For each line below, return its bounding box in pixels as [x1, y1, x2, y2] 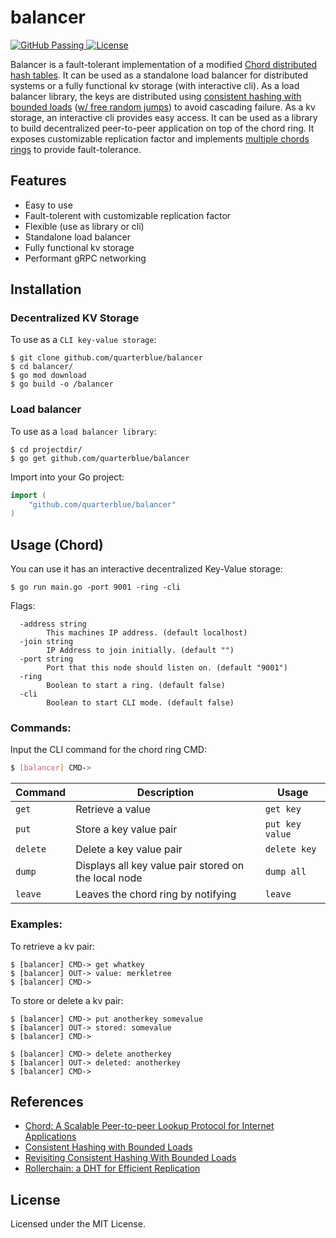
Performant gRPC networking [24, 252, 147, 264]
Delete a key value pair [75, 842, 183, 856]
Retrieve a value [75, 802, 152, 816]
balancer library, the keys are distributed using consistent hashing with [10, 90, 302, 102]
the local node [75, 871, 143, 885]
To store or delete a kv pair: [10, 994, 124, 1006]
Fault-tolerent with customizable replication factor [24, 209, 232, 221]
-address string [19, 619, 87, 630]
